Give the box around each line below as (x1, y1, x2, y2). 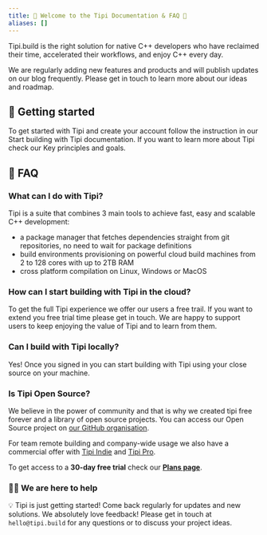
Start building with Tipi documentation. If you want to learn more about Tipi (8, 135, 255, 145)
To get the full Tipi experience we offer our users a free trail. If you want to (8, 304, 253, 314)
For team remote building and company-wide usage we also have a (8, 438, 230, 448)
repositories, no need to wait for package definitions (19, 241, 192, 250)
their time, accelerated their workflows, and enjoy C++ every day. (8, 50, 224, 59)
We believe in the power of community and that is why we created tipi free (8, 406, 253, 415)
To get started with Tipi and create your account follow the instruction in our (8, 126, 258, 136)
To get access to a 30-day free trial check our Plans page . (8, 462, 202, 472)
